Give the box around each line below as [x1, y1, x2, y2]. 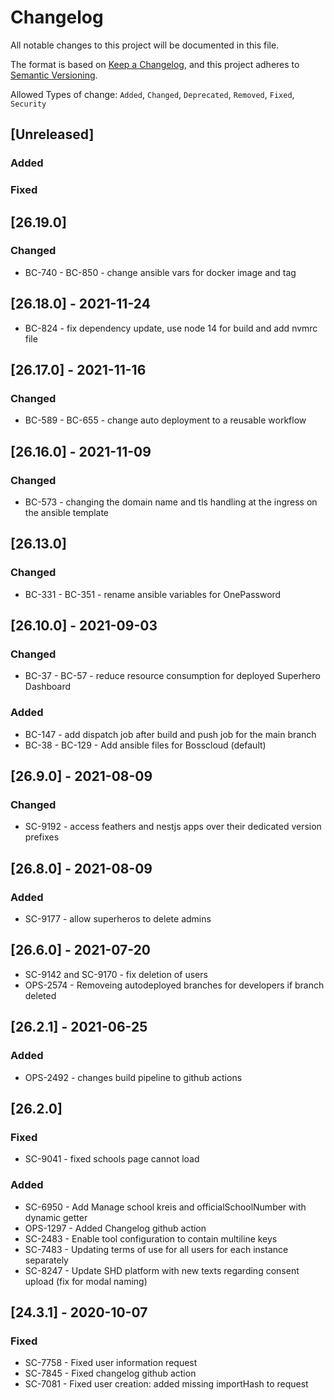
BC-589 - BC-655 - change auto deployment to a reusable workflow [24, 414, 307, 426]
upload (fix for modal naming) [24, 1275, 148, 1287]
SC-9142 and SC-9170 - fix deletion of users [24, 968, 208, 980]
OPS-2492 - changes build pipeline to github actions [24, 1071, 243, 1083]
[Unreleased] [10, 126, 95, 143]
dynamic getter [24, 1211, 88, 1223]
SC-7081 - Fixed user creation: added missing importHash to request [24, 1378, 309, 1390]
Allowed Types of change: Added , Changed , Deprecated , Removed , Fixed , [10, 88, 295, 100]
